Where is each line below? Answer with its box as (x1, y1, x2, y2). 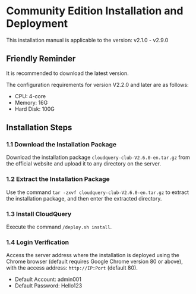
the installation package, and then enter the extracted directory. (6, 195, 162, 202)
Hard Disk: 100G (14, 105, 55, 112)
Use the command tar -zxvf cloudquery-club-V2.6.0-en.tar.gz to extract (6, 189, 189, 196)
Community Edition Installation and (6, 4, 184, 18)
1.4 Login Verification (6, 238, 69, 246)
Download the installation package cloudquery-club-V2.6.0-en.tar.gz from (6, 154, 190, 161)
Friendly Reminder (6, 54, 76, 64)
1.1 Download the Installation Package (6, 140, 117, 149)
